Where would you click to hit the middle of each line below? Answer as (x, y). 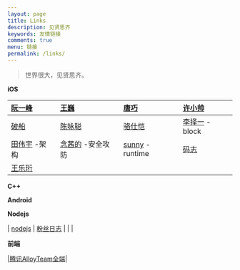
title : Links (27, 21)
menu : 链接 (22, 47)
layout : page (27, 14)
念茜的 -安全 (81, 144)
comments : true (30, 41)
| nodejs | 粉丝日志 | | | (40, 228)
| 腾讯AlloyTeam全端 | (37, 259)
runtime (136, 153)
